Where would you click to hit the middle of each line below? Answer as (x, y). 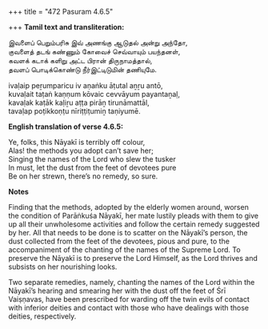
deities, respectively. (42, 316)
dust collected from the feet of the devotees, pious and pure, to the (119, 241)
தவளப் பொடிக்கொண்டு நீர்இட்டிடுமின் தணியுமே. (83, 70)
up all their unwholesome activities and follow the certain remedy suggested (134, 224)
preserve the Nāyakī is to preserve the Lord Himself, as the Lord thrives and (133, 258)
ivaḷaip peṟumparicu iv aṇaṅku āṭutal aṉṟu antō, (86, 86)
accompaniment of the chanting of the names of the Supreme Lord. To (125, 250)
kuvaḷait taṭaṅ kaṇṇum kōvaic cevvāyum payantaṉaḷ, (94, 94)
